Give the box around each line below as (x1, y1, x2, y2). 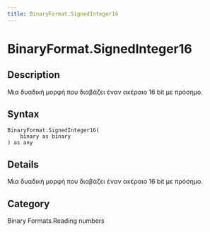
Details (7, 158, 39, 170)
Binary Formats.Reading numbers (7, 216, 105, 225)
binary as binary (20, 133, 71, 140)
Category (7, 197, 50, 209)
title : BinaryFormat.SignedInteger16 (7, 10, 119, 18)
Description (7, 69, 60, 81)
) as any (7, 139, 33, 146)
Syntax (7, 108, 40, 120)
